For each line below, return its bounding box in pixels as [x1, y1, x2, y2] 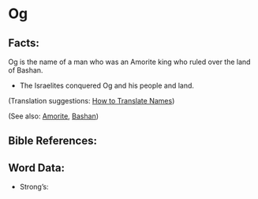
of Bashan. [8, 66, 43, 75]
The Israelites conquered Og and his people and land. [19, 81, 195, 90]
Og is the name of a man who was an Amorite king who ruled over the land [8, 57, 251, 66]
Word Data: [8, 161, 65, 175]
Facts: [8, 36, 39, 50]
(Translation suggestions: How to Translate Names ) [8, 96, 175, 105]
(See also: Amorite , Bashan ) [8, 111, 99, 121]
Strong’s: [19, 182, 49, 192]
